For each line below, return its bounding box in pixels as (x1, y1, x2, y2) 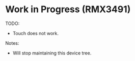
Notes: (5, 40, 19, 46)
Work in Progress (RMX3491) (5, 4, 131, 15)
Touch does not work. (12, 30, 59, 36)
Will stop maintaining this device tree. (12, 50, 92, 56)
